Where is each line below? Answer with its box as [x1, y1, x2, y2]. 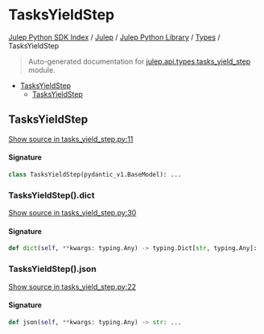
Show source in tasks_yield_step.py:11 [8, 134, 134, 144]
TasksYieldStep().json [8, 264, 97, 275]
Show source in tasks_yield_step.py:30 [8, 208, 137, 218]
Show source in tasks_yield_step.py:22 [8, 282, 137, 291]
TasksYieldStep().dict [8, 190, 95, 201]
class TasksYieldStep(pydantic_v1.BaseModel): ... [8, 170, 182, 178]
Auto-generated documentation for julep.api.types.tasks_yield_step [27, 56, 251, 66]
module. [27, 65, 56, 74]
